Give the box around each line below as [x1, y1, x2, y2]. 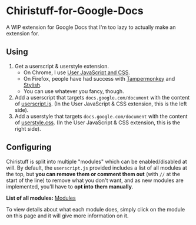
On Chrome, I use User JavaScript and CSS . [23, 69, 131, 76]
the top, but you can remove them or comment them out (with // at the [6, 170, 181, 177]
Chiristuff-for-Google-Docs [6, 4, 144, 18]
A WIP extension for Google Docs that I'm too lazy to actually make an [6, 24, 176, 31]
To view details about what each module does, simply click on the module [6, 206, 185, 213]
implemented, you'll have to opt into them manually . [6, 183, 134, 190]
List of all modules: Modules [6, 194, 76, 201]
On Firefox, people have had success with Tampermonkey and [23, 75, 175, 82]
